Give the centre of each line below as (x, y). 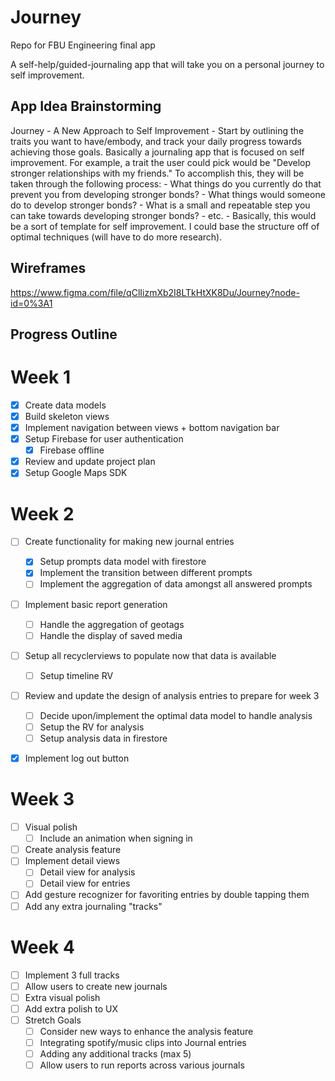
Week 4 (42, 947)
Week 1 (40, 377)
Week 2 (42, 513)
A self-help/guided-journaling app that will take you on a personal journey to (167, 64)
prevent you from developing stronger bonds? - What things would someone (168, 194)
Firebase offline (72, 450)
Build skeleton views (67, 416)
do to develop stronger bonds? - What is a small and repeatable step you (160, 205)
